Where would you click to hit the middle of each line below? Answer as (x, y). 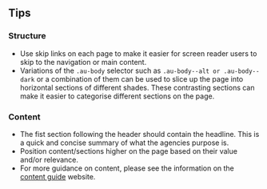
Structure (27, 36)
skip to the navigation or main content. (83, 62)
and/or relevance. (49, 159)
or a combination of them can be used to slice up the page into (140, 78)
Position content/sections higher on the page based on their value (129, 151)
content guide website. (58, 176)
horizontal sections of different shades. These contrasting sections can (137, 87)
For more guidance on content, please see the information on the (127, 168)
